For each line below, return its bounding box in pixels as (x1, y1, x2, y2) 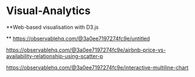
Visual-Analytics (6, 4, 91, 18)
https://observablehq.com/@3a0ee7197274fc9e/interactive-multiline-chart (6, 63, 188, 71)
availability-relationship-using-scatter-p (6, 52, 104, 59)
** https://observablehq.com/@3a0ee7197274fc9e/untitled (6, 35, 150, 42)
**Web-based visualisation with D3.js (6, 24, 99, 31)
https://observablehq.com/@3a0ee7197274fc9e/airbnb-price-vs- (6, 46, 166, 53)
